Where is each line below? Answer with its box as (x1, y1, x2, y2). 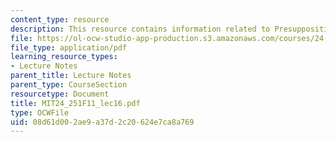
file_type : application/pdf (10, 42, 128, 53)
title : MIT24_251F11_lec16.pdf (10, 98, 141, 108)
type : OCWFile (10, 107, 70, 118)
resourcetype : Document (10, 89, 110, 99)
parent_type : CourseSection (10, 80, 128, 90)
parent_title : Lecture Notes (10, 71, 132, 81)
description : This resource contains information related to (10, 24, 271, 34)
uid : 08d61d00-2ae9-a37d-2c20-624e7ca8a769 (10, 117, 195, 127)
